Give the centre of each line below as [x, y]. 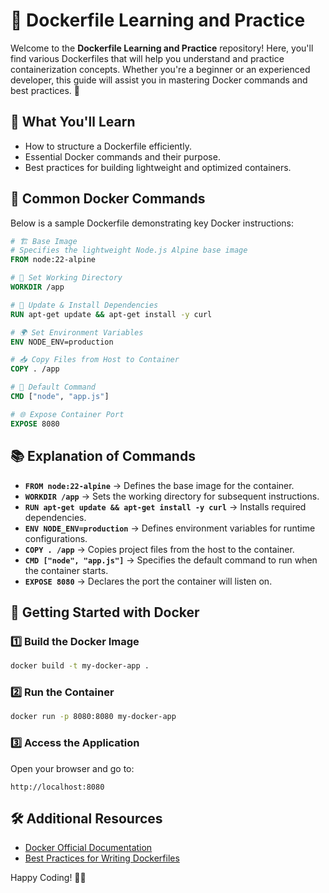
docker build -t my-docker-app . [80, 666]
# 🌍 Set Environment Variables [77, 332]
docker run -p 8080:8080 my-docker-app [93, 717]
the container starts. [66, 570]
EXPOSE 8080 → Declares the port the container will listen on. [148, 581]
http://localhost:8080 [57, 787]
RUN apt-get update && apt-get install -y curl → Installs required [165, 506]
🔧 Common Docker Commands [108, 199]
